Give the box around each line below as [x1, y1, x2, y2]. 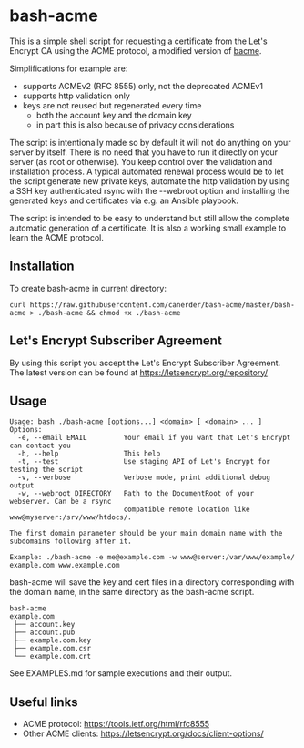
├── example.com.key [13, 636, 92, 645]
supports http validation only [22, 90, 130, 101]
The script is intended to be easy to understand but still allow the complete [9, 212, 289, 223]
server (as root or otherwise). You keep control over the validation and [9, 156, 273, 167]
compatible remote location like [123, 505, 250, 515]
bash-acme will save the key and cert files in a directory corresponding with [9, 577, 295, 588]
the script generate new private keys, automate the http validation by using [9, 175, 290, 187]
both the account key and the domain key [35, 109, 193, 120]
